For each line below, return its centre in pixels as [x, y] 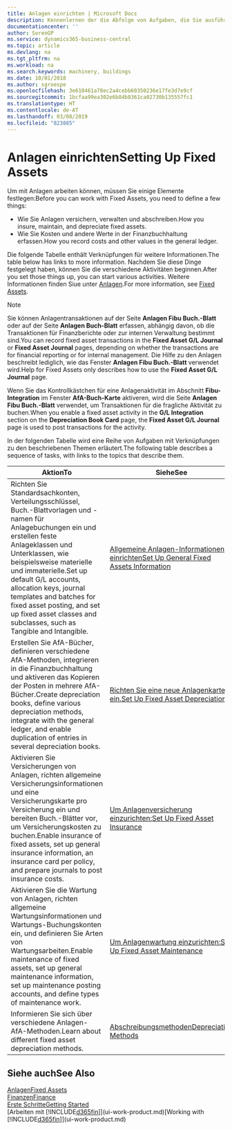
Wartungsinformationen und [56, 916]
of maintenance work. [46, 1003]
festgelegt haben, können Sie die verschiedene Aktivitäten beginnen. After [112, 269]
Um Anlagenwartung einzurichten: [165, 942]
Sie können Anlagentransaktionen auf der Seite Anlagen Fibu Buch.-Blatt [112, 319]
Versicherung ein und [46, 809]
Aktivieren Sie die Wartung [54, 890]
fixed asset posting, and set [55, 605]
